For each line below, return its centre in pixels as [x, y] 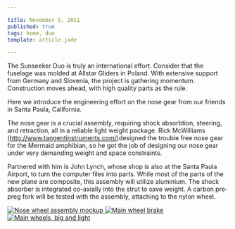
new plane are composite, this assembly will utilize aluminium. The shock [113, 182]
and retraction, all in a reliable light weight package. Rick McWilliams [107, 130]
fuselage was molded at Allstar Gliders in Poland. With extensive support [113, 73]
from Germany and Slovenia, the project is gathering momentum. [101, 81]
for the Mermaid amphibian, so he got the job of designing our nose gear [113, 146]
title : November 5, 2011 [44, 20]
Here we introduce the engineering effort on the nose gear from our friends [116, 102]
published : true [31, 26]
